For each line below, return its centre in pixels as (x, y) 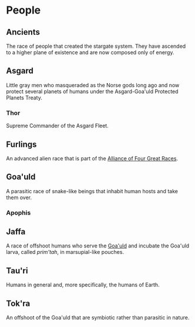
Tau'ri (17, 271)
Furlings (21, 144)
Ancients (23, 32)
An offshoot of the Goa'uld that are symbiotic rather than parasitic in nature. (98, 318)
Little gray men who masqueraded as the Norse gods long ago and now (93, 85)
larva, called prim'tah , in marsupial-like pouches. (65, 252)
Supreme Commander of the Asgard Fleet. (57, 126)
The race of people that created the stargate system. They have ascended (96, 46)
